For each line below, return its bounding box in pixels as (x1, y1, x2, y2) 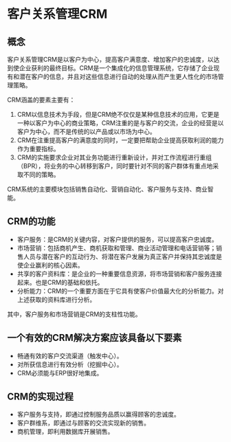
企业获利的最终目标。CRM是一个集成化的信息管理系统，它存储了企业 (19, 64, 214, 72)
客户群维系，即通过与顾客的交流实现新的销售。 (16, 419, 150, 427)
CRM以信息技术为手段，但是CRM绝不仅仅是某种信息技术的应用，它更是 (16, 111, 220, 118)
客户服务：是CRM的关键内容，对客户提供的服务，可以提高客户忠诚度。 (16, 235, 218, 243)
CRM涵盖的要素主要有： (7, 96, 76, 104)
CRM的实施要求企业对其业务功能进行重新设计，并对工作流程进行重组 (16, 153, 212, 162)
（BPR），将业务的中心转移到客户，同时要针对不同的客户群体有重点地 (16, 162, 213, 170)
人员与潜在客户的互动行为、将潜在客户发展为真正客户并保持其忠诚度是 (23, 252, 222, 261)
